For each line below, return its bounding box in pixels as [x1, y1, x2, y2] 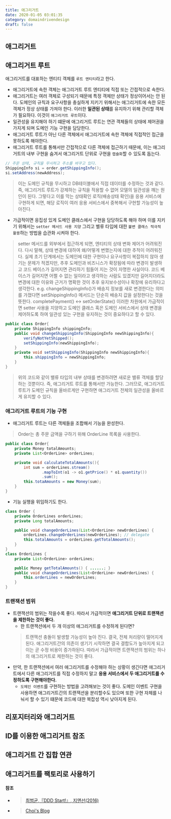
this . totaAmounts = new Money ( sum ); [23, 479, 102, 485]
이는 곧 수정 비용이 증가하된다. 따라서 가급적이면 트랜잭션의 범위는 [25, 647, 157, 653]
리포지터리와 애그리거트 [5, 712, 75, 721]
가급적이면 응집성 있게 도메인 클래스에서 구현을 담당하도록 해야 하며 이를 [12, 217, 156, 223]
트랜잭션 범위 [5, 597, 36, 605]
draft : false [5, 22, 33, 27]
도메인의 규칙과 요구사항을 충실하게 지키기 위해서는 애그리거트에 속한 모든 [19, 99, 166, 106]
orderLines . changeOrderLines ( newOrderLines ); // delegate [23, 532, 150, 537]
